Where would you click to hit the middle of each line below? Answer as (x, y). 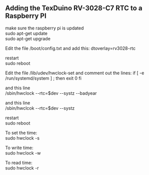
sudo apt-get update (26, 33)
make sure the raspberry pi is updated (44, 28)
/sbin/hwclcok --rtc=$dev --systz (40, 108)
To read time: (19, 163)
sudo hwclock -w (23, 153)
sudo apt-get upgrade (28, 38)
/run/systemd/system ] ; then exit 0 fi (43, 78)
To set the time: (21, 133)
